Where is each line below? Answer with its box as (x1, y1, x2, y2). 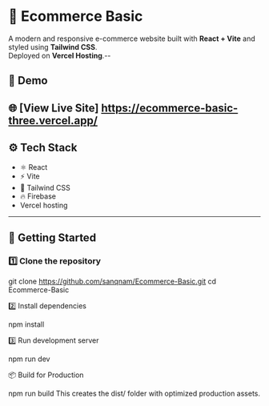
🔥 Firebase (19, 191, 56, 201)
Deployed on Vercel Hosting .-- (8, 50, 111, 60)
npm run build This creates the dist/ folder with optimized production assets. (8, 388, 261, 399)
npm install (8, 320, 45, 329)
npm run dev (8, 354, 50, 364)
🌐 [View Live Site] (8, 101, 99, 115)
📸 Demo (8, 74, 48, 87)
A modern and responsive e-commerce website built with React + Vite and (8, 34, 256, 43)
